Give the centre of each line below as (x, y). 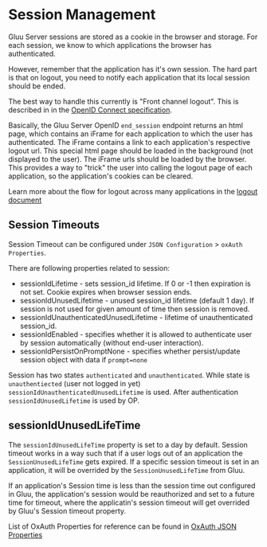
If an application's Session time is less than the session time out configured (132, 485)
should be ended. (37, 86)
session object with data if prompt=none (83, 359)
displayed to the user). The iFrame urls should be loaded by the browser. (128, 159)
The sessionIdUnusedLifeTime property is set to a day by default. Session (128, 444)
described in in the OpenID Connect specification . (90, 110)
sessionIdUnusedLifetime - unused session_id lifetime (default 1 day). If (137, 300)
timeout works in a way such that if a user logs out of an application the (126, 453)
